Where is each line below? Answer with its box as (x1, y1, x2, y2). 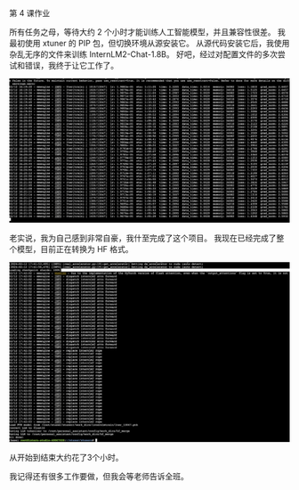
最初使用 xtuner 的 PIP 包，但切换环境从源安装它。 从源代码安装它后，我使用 (9, 38, 290, 48)
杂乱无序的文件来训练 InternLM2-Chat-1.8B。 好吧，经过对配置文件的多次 (9, 49, 279, 60)
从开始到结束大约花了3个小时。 (9, 452, 124, 462)
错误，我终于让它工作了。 (24, 61, 118, 70)
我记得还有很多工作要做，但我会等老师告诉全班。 (9, 470, 189, 481)
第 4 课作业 (9, 8, 51, 18)
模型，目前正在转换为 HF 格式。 (16, 244, 133, 255)
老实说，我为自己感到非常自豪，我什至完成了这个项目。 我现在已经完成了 (9, 233, 277, 243)
